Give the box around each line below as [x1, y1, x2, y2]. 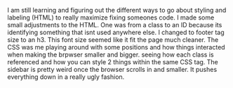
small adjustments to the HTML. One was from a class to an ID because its [7, 21, 222, 29]
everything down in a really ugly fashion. [7, 73, 125, 81]
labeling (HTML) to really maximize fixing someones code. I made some [7, 13, 215, 22]
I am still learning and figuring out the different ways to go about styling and [7, 6, 227, 14]
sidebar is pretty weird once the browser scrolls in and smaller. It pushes [7, 66, 218, 73]
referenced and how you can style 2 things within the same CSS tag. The [7, 58, 219, 66]
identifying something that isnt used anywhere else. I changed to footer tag [7, 28, 225, 36]
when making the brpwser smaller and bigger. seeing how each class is [7, 50, 214, 59]
